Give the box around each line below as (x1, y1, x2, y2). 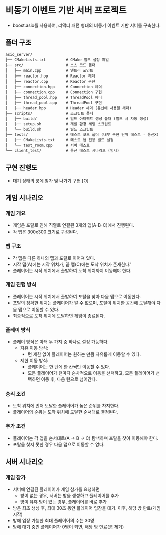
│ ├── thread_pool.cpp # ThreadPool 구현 (5, 100, 102, 105)
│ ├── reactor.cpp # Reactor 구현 (5, 79, 95, 84)
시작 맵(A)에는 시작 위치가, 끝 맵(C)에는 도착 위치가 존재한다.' (12, 261, 132, 267)
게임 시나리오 (5, 193, 44, 202)
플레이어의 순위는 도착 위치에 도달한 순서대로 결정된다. (12, 409, 119, 415)
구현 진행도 (5, 163, 38, 172)
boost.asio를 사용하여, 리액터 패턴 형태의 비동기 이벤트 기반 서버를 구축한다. (12, 22, 161, 28)
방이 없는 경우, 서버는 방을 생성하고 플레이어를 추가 (20, 493, 119, 499)
